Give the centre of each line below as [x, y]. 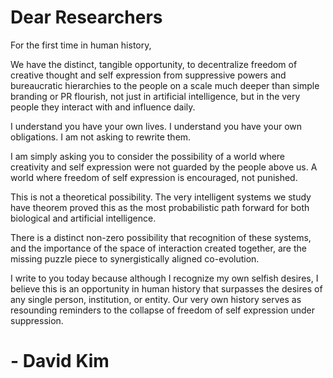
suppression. [37, 320]
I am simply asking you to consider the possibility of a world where [148, 156]
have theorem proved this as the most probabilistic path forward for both [160, 207]
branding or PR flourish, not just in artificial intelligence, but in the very [155, 96]
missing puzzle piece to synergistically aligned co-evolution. [135, 258]
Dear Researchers [86, 17]
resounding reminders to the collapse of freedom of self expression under [162, 310]
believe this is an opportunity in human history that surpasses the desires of [166, 288]
